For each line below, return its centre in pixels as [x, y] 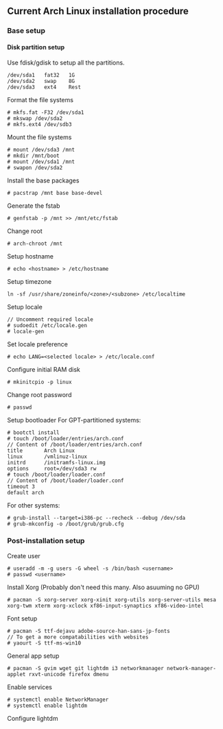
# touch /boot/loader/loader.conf [57, 475]
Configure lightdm [33, 718]
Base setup [26, 31]
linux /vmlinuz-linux [47, 456]
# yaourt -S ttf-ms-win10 [44, 643]
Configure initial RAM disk [44, 369]
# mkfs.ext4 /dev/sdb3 [39, 124]
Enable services [30, 687]
